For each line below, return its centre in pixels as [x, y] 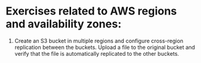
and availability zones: [64, 24]
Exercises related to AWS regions [91, 11]
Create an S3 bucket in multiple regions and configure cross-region [99, 41]
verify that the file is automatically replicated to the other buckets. [97, 53]
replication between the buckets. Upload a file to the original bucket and [105, 47]
